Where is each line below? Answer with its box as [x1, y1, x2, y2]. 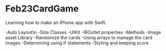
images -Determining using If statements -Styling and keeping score [5, 39, 149, 45]
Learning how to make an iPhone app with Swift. [5, 19, 107, 25]
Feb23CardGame [5, 3, 79, 14]
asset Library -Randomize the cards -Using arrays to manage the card [5, 34, 153, 40]
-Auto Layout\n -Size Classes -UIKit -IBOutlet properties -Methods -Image [5, 29, 161, 35]
